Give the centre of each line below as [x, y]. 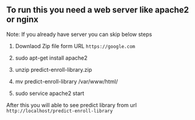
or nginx [22, 20]
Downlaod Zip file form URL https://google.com [75, 46]
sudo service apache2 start [50, 93]
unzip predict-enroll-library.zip [54, 69]
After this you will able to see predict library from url [72, 105]
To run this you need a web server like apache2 [98, 10]
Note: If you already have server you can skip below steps [79, 34]
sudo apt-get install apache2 [51, 58]
